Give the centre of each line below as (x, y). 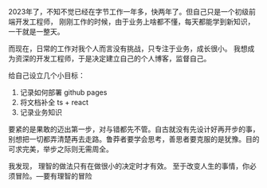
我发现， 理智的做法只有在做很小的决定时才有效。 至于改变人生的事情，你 (129, 166)
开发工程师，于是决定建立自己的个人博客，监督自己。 (123, 59)
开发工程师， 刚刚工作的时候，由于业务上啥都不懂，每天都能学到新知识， (135, 22)
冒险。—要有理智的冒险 (53, 176)
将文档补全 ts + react (54, 102)
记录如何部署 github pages (63, 92)
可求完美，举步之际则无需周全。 (61, 149)
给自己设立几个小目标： (47, 75)
